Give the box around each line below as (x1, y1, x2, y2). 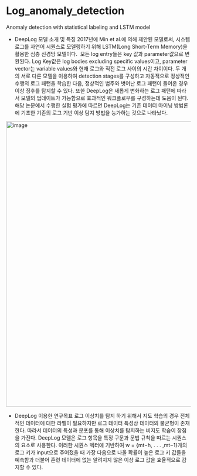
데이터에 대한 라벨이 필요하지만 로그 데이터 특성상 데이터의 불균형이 (25, 419, 179, 427)
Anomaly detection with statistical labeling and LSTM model (6, 24, 151, 31)
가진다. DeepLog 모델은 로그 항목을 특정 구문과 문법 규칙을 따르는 (21, 434, 171, 441)
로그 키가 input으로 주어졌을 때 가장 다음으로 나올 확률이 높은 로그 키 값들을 (14, 448, 186, 456)
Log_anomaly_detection (6, 4, 125, 18)
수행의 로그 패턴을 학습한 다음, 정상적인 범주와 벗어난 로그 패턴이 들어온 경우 (14, 79, 189, 86)
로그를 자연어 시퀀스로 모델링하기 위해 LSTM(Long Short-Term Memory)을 (14, 43, 188, 50)
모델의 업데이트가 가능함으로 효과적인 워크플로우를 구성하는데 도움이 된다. (21, 94, 189, 101)
